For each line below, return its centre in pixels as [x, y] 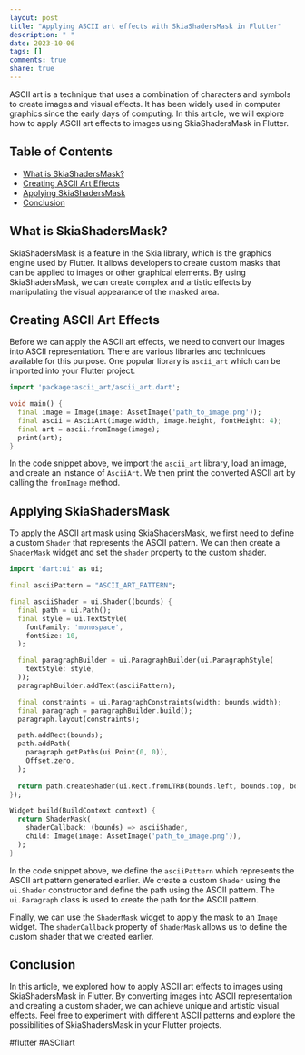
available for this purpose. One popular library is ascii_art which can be [145, 361]
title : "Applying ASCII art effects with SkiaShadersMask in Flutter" [146, 26]
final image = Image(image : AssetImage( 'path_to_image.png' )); [139, 413]
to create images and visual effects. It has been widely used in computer [145, 104]
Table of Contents [61, 152]
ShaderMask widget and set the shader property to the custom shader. [138, 552]
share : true [32, 69]
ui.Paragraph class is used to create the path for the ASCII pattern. [134, 899]
